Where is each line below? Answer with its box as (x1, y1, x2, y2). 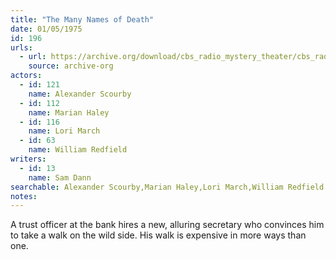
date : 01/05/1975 (10, 24, 83, 34)
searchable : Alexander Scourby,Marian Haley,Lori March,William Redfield (10, 182, 325, 192)
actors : (10, 71, 43, 81)
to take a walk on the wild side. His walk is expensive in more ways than (10, 229, 307, 241)
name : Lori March (28, 126, 101, 136)
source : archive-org (28, 61, 114, 71)
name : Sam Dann (28, 172, 92, 183)
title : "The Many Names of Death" (10, 14, 155, 25)
